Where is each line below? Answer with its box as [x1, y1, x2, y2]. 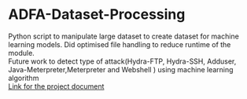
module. [8, 48, 35, 57]
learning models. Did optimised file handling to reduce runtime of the [8, 39, 231, 49]
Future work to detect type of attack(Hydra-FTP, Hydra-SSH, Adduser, [8, 57, 237, 66]
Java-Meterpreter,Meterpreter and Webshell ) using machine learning [8, 64, 234, 74]
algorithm [8, 73, 39, 82]
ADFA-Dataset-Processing [8, 5, 186, 24]
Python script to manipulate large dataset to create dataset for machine [8, 31, 240, 41]
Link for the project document [8, 81, 105, 91]
